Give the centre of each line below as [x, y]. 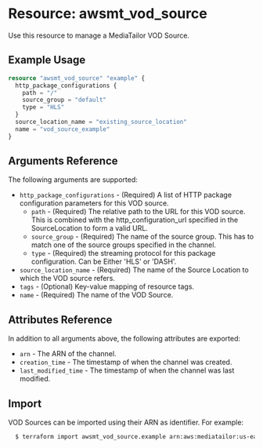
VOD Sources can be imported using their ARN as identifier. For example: [126, 423]
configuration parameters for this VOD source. [94, 203]
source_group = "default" [65, 100]
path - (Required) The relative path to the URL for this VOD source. [138, 212]
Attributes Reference [60, 320]
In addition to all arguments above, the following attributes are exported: [124, 339]
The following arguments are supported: [73, 180]
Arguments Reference [63, 161]
